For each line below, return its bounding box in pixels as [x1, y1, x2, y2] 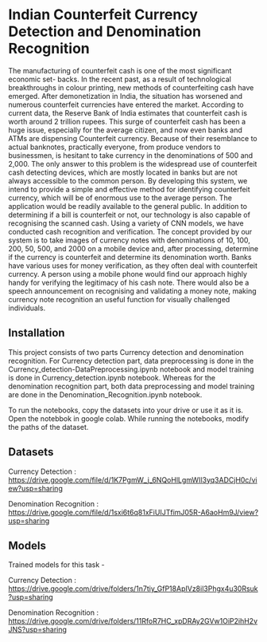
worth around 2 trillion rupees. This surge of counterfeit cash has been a [8, 116, 246, 126]
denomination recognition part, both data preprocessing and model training [8, 381, 255, 391]
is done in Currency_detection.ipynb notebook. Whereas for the [8, 372, 216, 382]
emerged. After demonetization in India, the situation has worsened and [8, 91, 243, 100]
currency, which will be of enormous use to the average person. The [8, 193, 233, 203]
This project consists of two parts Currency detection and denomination [8, 347, 244, 356]
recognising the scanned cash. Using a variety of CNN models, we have [8, 218, 244, 228]
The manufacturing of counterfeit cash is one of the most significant [8, 65, 232, 75]
